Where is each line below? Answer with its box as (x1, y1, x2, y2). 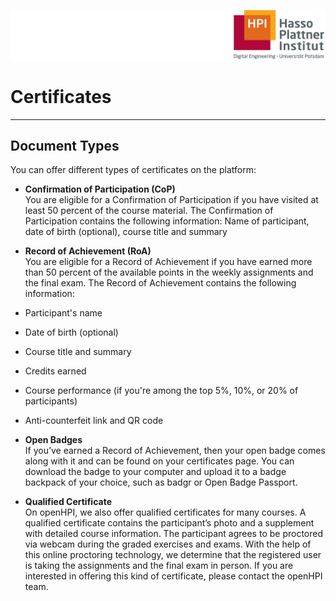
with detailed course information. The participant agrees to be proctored (24, 528, 324, 540)
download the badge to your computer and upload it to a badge (24, 466, 287, 478)
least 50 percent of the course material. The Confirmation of (24, 205, 274, 217)
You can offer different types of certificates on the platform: (10, 164, 257, 176)
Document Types (10, 138, 120, 155)
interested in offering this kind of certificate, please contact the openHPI (24, 570, 323, 582)
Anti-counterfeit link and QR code (24, 415, 164, 427)
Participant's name (24, 307, 103, 319)
